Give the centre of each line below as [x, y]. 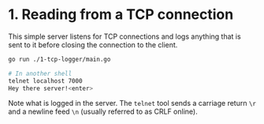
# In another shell [40, 73]
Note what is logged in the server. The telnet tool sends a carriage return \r [132, 103]
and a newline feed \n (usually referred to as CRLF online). [103, 111]
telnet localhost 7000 [45, 81]
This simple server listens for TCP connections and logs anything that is [125, 36]
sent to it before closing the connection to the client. [93, 44]
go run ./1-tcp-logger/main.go [59, 59]
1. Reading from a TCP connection [121, 15]
